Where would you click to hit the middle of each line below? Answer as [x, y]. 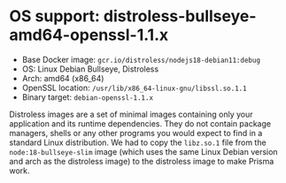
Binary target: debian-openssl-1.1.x [87, 97]
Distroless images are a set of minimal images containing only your [131, 114]
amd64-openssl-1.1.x [89, 35]
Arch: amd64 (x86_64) [63, 78]
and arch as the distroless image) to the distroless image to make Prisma [142, 161]
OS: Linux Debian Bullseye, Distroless [90, 69]
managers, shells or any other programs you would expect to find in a [136, 133]
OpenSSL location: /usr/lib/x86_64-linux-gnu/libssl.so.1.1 [134, 88]
